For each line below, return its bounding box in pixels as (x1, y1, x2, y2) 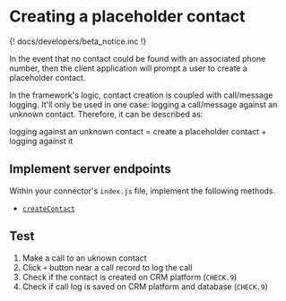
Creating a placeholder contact (9, 6, 246, 27)
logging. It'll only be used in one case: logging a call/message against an (9, 99, 278, 109)
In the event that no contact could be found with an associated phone (9, 53, 266, 64)
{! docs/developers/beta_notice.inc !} (9, 36, 147, 47)
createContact (22, 204, 75, 213)
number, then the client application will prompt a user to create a (9, 63, 248, 73)
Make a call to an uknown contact (22, 253, 147, 263)
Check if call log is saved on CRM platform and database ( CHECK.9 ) (22, 280, 268, 292)
